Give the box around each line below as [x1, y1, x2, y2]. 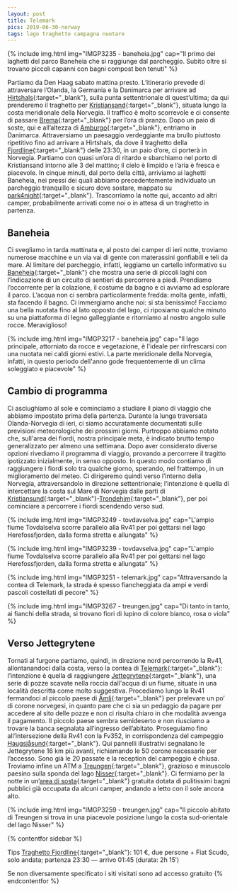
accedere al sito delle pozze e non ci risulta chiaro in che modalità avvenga [7, 709, 226, 717]
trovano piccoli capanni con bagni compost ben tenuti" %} [7, 64, 178, 73]
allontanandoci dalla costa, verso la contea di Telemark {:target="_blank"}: [7, 664, 223, 672]
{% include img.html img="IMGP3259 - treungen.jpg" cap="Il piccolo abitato [7, 805, 231, 814]
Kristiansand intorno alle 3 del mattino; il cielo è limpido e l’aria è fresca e [7, 161, 220, 170]
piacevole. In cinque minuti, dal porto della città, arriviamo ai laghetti [7, 169, 207, 177]
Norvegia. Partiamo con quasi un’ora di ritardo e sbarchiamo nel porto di [7, 154, 218, 162]
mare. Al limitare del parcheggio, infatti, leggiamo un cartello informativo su [7, 261, 226, 269]
